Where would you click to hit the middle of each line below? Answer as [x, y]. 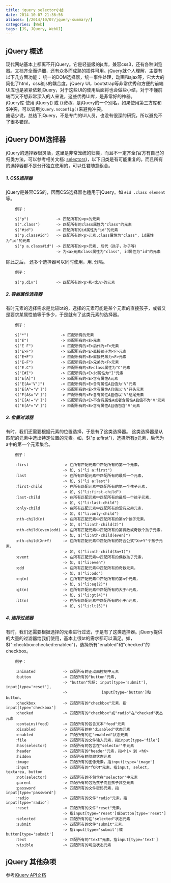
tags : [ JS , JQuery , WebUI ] [34, 29]
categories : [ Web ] [25, 24]
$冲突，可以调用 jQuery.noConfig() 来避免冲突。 [56, 109]
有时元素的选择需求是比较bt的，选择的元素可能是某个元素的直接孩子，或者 [84, 308]
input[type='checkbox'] [31, 708]
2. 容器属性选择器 [24, 294]
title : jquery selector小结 [35, 10]
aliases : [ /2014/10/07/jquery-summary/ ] [49, 19]
